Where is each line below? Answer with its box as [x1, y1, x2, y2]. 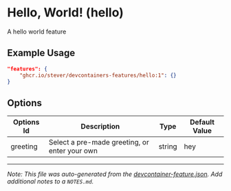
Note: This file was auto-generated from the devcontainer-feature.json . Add [7, 170, 223, 179]
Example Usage [7, 47, 76, 59]
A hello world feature [7, 27, 67, 36]
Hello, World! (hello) [7, 5, 124, 21]
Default [190, 118, 215, 127]
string [158, 142, 177, 151]
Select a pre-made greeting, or [48, 138, 149, 147]
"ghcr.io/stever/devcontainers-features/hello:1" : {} [19, 72, 177, 79]
